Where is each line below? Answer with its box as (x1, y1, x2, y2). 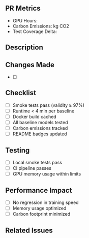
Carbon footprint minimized (12, 211, 71, 217)
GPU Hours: (12, 17, 38, 23)
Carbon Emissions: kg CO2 (12, 23, 70, 29)
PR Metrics (5, 4, 41, 13)
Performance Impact (5, 186, 72, 195)
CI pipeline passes (12, 165, 52, 171)
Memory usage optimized (12, 205, 67, 212)
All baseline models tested (12, 120, 68, 126)
